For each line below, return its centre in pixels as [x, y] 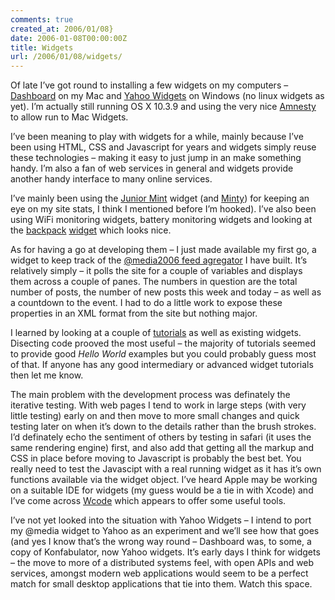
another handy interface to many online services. [111, 179]
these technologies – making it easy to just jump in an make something [156, 158]
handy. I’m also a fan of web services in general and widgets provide [152, 168]
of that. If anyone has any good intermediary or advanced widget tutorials [162, 365]
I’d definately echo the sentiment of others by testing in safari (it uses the [161, 437]
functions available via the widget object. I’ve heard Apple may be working [164, 480]
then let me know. [47, 375]
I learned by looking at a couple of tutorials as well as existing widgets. [156, 333]
